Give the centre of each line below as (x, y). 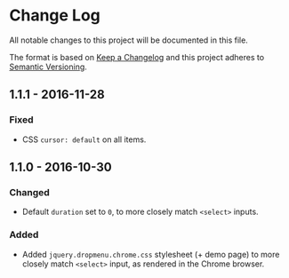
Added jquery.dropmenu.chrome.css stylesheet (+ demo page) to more (151, 254)
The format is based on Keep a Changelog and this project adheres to (137, 57)
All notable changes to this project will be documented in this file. (129, 40)
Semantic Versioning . (48, 67)
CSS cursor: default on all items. (84, 139)
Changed (30, 192)
